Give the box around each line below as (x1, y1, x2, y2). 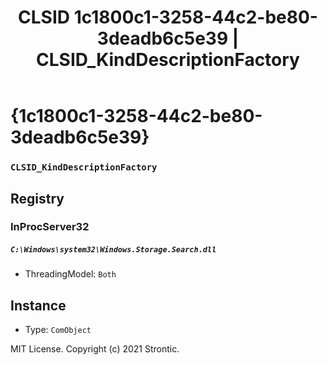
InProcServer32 (10, 220, 90, 234)
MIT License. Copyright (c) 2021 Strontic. (10, 343, 180, 355)
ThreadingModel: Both (24, 268, 117, 280)
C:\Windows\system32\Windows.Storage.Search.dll (10, 245, 217, 255)
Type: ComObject (24, 324, 92, 336)
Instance (10, 297, 67, 314)
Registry (10, 190, 65, 207)
